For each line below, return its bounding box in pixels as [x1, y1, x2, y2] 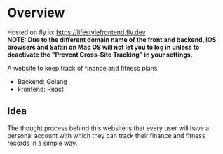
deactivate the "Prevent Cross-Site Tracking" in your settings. [7, 50, 193, 59]
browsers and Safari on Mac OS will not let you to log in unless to [7, 43, 200, 51]
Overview [7, 5, 65, 21]
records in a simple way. [7, 139, 78, 147]
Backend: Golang [17, 77, 68, 85]
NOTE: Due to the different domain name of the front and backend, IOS [7, 35, 217, 43]
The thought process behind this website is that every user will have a [7, 124, 210, 132]
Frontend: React [17, 85, 65, 93]
